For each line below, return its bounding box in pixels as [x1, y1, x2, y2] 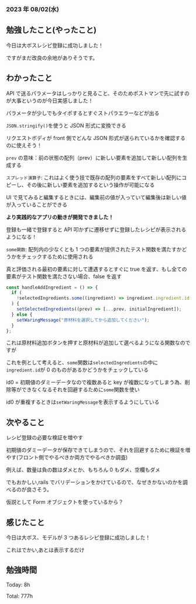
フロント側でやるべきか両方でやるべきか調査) [18, 454, 128, 461]
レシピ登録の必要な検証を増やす [6, 434, 83, 441]
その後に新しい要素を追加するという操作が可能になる [26, 181, 155, 188]
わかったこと [6, 73, 53, 83]
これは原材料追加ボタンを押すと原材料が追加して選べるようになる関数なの [6, 339, 185, 346]
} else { [11, 312, 33, 318]
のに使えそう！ [6, 142, 42, 149]
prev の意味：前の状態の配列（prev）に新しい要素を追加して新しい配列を [6, 154, 183, 161]
